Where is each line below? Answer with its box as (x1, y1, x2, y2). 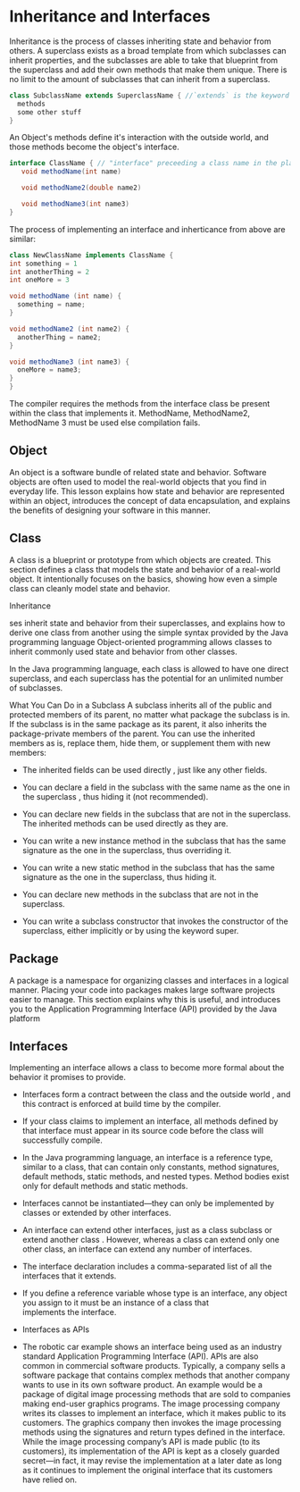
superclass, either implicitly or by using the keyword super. (21, 925, 239, 935)
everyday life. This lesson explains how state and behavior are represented (9, 485, 286, 497)
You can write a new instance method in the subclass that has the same (21, 835, 287, 846)
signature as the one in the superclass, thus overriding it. (21, 844, 232, 855)
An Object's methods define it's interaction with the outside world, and (9, 132, 270, 143)
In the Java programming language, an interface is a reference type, (21, 1153, 273, 1163)
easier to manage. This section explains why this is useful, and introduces (9, 993, 281, 1004)
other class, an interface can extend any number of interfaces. (21, 1244, 253, 1254)
